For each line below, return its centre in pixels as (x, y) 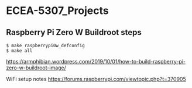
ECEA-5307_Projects (58, 11)
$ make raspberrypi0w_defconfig (45, 45)
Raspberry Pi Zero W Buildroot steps (74, 32)
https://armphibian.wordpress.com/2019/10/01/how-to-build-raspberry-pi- (96, 61)
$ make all (19, 51)
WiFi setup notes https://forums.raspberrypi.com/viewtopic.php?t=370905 (96, 79)
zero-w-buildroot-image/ (36, 68)
